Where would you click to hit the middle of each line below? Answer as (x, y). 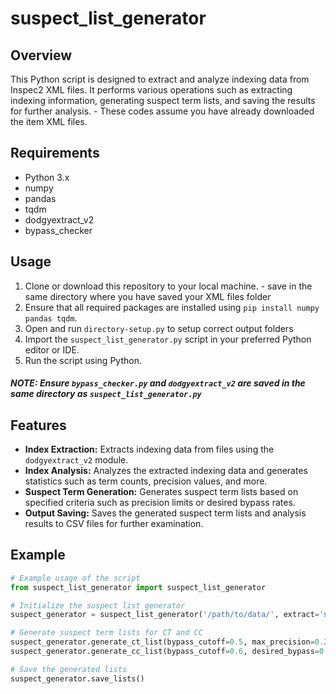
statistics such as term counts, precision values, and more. (146, 481)
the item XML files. (49, 121)
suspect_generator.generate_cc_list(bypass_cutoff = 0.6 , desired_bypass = (165, 652)
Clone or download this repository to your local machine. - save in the (168, 286)
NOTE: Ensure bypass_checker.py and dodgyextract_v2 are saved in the (158, 383)
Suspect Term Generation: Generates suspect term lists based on (161, 492)
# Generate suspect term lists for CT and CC (106, 633)
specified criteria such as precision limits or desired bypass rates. (160, 503)
